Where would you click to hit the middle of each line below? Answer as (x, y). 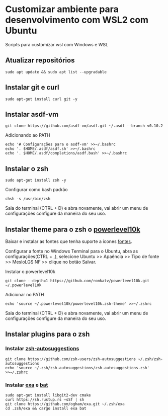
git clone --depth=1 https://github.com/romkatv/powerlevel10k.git (77, 281)
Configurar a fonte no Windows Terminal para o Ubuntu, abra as (72, 251)
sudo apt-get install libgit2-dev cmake (48, 395)
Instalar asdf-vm (32, 114)
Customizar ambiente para (62, 9)
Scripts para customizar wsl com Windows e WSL (57, 44)
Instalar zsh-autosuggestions (42, 349)
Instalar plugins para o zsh (48, 334)
